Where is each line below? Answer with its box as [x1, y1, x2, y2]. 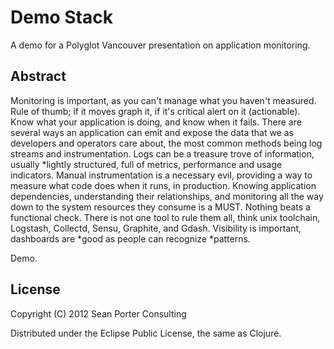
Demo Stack [10, 6, 113, 29]
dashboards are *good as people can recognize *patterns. [10, 232, 251, 245]
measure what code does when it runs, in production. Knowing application [10, 179, 317, 191]
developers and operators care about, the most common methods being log [10, 137, 323, 149]
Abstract [10, 68, 67, 85]
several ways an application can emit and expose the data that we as [10, 126, 294, 138]
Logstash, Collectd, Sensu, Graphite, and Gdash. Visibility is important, [10, 222, 302, 234]
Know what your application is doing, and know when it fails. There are [10, 116, 302, 128]
